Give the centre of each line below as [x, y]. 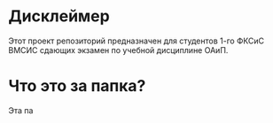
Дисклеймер [59, 16]
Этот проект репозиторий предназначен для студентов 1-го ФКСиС [136, 41]
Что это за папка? [77, 86]
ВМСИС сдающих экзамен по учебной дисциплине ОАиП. [118, 50]
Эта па [21, 110]
